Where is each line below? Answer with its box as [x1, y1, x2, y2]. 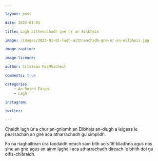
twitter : [5, 108, 23, 114]
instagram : [5, 100, 27, 105]
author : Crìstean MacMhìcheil [5, 64, 67, 69]
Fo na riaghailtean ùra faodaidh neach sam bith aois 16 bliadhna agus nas [5, 141, 153, 147]
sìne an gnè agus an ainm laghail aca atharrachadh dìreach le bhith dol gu [5, 146, 154, 152]
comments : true [5, 73, 36, 78]
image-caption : [5, 47, 36, 52]
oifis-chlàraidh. [5, 151, 36, 157]
